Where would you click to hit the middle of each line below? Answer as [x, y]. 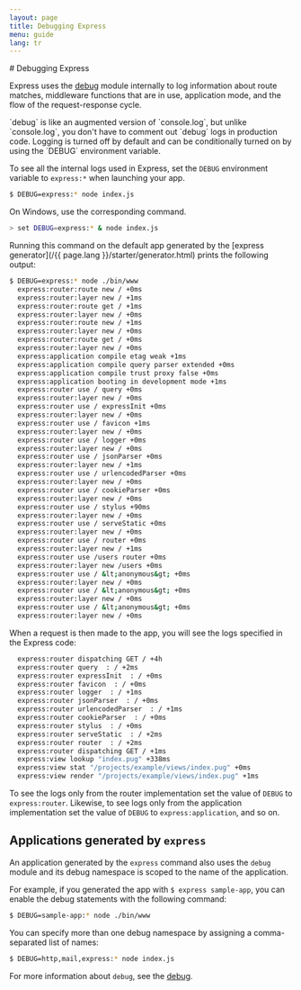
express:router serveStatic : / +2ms [90, 734]
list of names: [74, 942]
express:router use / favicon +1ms [84, 423]
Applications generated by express [108, 841]
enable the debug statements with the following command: [118, 899]
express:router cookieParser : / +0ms [92, 717]
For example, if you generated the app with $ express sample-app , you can [147, 889]
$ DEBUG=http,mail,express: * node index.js [92, 958]
